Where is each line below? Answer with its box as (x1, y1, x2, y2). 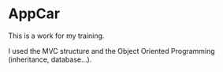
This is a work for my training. (8, 31, 105, 40)
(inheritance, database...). (8, 55, 92, 64)
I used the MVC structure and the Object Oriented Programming (8, 46, 215, 55)
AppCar (8, 5, 61, 23)
